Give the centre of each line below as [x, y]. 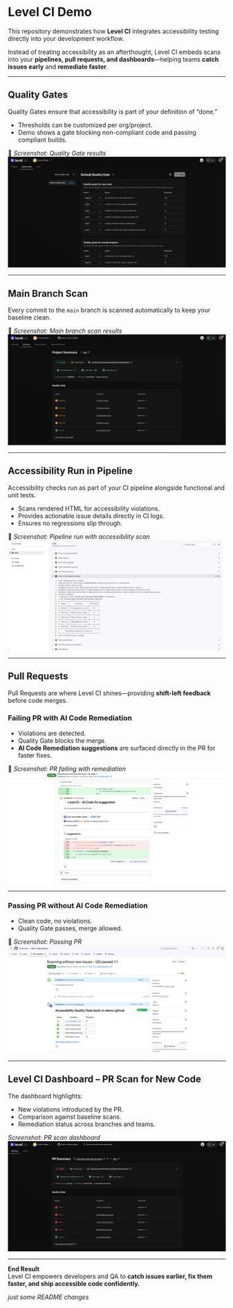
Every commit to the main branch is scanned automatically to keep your [109, 310]
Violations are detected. [52, 733]
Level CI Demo [50, 12]
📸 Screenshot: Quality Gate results [57, 153]
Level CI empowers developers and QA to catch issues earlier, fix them [110, 1276]
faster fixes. [35, 755]
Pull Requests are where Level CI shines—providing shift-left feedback [110, 693]
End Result [24, 1269]
